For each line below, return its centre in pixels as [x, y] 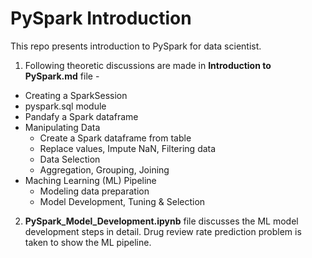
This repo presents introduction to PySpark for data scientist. [136, 46]
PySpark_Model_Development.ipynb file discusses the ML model [161, 221]
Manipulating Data [62, 127]
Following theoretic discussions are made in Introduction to [148, 65]
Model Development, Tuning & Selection [122, 201]
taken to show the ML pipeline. [88, 242]
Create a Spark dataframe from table [115, 138]
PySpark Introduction [101, 18]
